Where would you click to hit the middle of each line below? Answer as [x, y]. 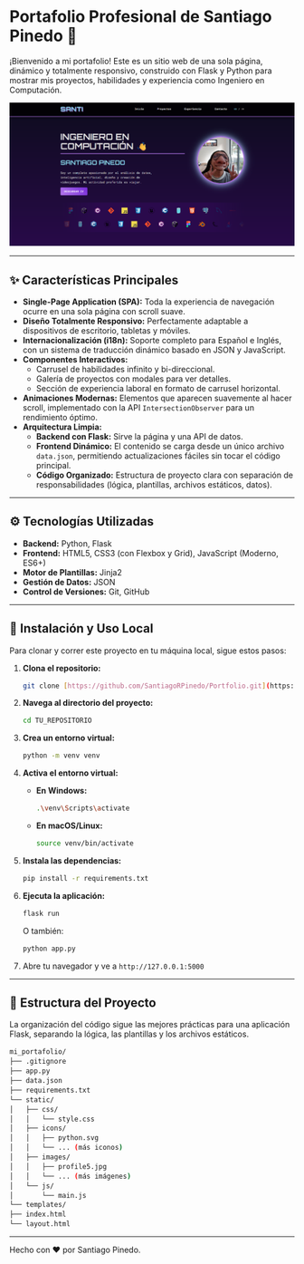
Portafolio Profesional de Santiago [141, 17]
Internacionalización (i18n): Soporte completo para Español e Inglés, [152, 340]
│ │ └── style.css [52, 1119]
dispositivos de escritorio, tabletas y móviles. [107, 330]
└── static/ [32, 1100]
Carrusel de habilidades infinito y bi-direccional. [125, 369]
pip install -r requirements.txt [85, 878]
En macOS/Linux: [69, 825]
